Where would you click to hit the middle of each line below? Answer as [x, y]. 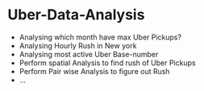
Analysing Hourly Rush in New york [78, 45]
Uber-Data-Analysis [76, 15]
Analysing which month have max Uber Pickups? [100, 37]
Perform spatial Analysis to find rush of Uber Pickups [107, 63]
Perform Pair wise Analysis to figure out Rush [94, 71]
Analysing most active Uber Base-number [89, 54]
